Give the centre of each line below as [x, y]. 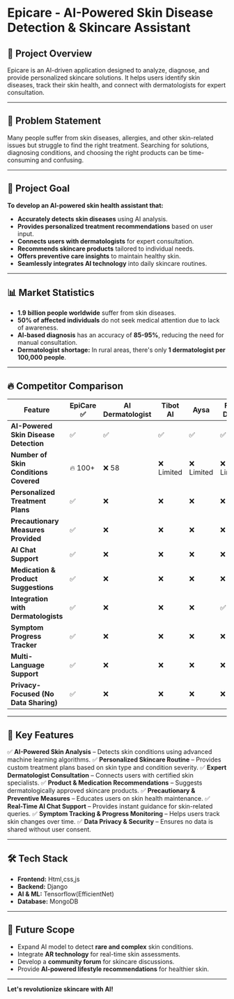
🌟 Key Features [41, 735]
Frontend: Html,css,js [48, 879]
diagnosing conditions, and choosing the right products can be [97, 152]
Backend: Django [42, 886]
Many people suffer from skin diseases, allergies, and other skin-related [110, 138]
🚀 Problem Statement [54, 121]
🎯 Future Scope [41, 930]
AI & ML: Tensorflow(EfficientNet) [66, 894]
